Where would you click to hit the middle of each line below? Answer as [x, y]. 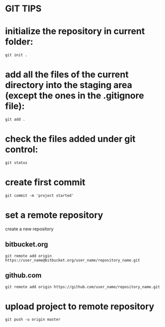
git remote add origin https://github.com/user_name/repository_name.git [83, 287]
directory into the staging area [69, 85]
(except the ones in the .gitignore [75, 96]
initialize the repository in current [75, 31]
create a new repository [29, 229]
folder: [19, 42]
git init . [16, 55]
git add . [15, 119]
